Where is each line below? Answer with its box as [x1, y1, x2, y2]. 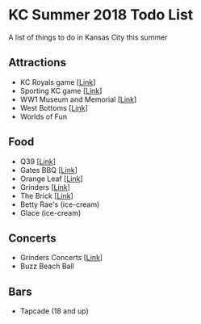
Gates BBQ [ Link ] [19, 165, 78, 175]
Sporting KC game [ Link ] [19, 86, 103, 95]
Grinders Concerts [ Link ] [19, 253, 103, 263]
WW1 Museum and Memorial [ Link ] [19, 95, 137, 104]
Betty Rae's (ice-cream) [19, 200, 100, 209]
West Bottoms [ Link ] [19, 103, 88, 112]
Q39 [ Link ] [19, 156, 57, 166]
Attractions [8, 56, 67, 69]
